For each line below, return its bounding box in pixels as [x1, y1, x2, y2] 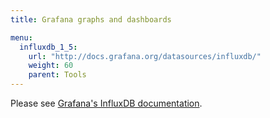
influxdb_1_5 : [19, 42, 78, 52]
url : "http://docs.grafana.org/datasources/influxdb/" [28, 51, 262, 61]
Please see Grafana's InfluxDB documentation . [10, 97, 203, 109]
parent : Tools [28, 70, 87, 80]
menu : [10, 32, 33, 43]
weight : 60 [28, 61, 74, 71]
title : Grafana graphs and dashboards [10, 14, 172, 25]
